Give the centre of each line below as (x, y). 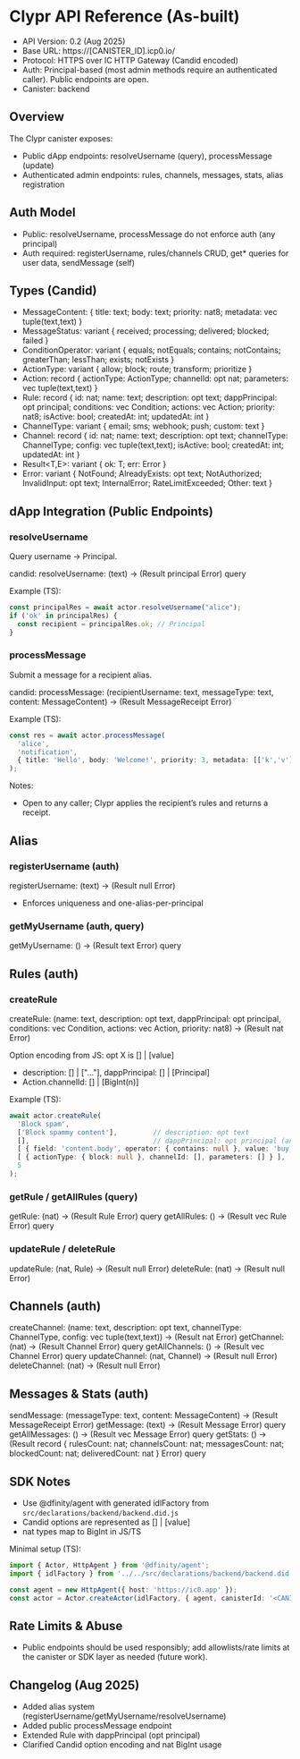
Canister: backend (56, 89)
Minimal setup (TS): (46, 1549)
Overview (37, 117)
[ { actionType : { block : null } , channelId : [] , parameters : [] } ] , (151, 1157)
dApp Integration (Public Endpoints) (112, 511)
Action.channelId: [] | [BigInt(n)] (80, 1082)
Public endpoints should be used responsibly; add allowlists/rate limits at (156, 1647)
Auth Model (42, 212)
